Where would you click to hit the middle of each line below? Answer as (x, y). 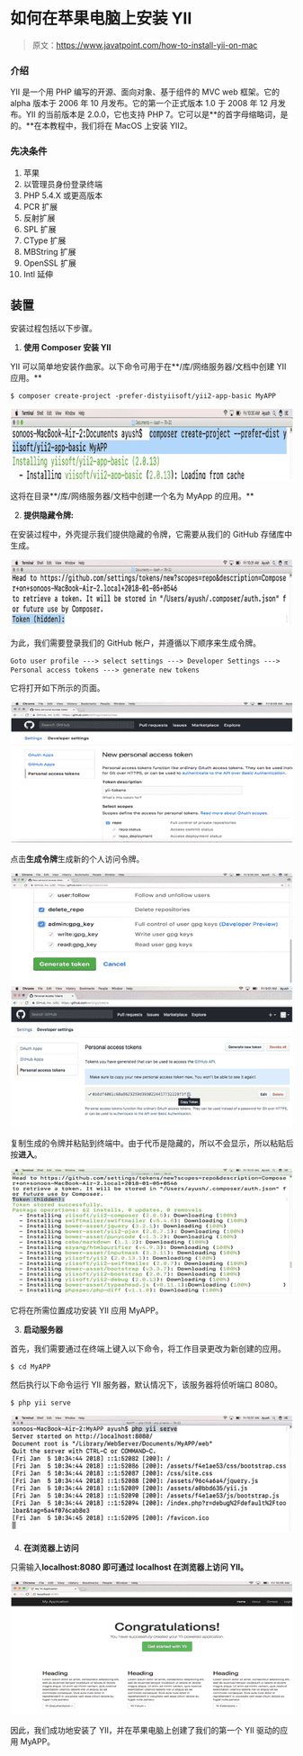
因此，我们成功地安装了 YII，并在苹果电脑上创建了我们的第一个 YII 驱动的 (145, 1731)
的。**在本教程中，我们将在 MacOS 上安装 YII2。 (101, 126)
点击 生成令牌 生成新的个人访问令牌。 (77, 859)
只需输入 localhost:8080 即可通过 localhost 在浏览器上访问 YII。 (129, 1567)
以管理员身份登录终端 (62, 184)
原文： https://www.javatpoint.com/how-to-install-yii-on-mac (145, 45)
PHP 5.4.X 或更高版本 (63, 195)
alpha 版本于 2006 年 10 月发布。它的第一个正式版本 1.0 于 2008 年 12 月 (144, 104)
